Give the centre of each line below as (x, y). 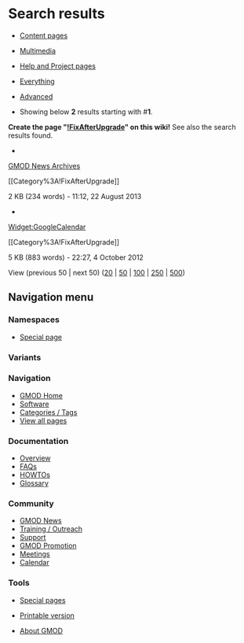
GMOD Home (41, 395)
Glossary (34, 483)
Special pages (42, 600)
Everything (37, 81)
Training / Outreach (51, 529)
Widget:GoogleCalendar (47, 227)
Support (33, 538)
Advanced (36, 96)
